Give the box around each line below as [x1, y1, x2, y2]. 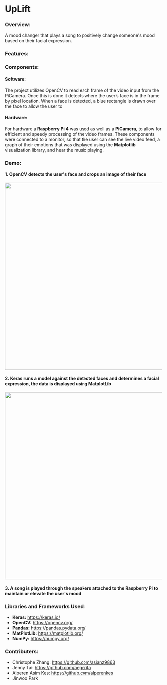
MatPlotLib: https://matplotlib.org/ [12, 630, 83, 636]
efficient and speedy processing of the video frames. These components [5, 131, 155, 137]
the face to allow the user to [5, 103, 63, 109]
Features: [5, 50, 29, 57]
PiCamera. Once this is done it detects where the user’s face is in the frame [5, 92, 160, 98]
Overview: [5, 21, 31, 28]
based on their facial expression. [5, 38, 72, 44]
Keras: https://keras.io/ [12, 614, 61, 620]
